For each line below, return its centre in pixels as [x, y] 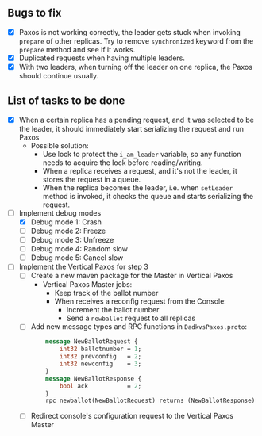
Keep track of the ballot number [106, 293]
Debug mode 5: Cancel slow [77, 258]
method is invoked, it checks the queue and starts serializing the [148, 196]
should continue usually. [59, 76]
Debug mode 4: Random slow [79, 249]
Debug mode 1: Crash [66, 222]
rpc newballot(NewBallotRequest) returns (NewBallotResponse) [150, 401]
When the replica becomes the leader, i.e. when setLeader [138, 187]
